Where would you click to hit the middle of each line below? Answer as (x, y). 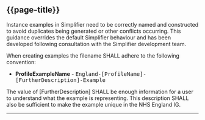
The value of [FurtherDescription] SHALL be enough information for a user (100, 92)
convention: (21, 62)
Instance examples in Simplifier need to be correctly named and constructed (103, 24)
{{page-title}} (33, 10)
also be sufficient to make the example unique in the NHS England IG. (94, 104)
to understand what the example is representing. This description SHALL (98, 98)
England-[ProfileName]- (111, 74)
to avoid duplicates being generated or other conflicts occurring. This (94, 31)
